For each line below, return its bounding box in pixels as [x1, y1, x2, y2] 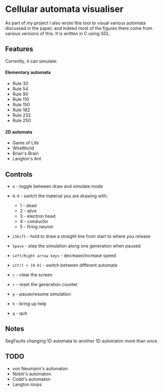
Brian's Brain [12, 151, 39, 157]
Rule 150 [12, 101, 30, 107]
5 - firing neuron [19, 224, 54, 230]
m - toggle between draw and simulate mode [12, 183, 103, 189]
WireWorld [12, 145, 34, 151]
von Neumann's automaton [12, 365, 68, 371]
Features [5, 45, 33, 53]
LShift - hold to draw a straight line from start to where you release [12, 233, 151, 239]
